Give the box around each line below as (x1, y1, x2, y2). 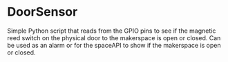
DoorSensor (7, 4, 78, 20)
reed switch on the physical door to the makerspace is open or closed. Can (7, 33, 221, 42)
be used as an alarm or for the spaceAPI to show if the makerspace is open (7, 41, 221, 49)
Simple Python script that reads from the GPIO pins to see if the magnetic (7, 27, 216, 35)
